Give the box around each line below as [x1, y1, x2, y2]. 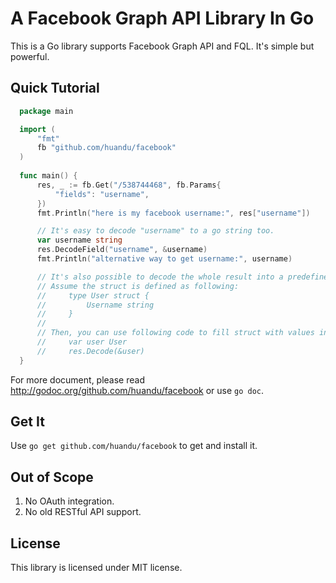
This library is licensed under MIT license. [10, 562, 183, 574]
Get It [10, 413, 45, 431]
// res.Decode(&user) [36, 346, 145, 356]
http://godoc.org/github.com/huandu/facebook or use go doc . [10, 384, 265, 396]
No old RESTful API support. [24, 506, 142, 518]
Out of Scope [10, 468, 94, 486]
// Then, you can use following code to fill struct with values [36, 328, 315, 338]
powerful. [10, 50, 50, 62]
